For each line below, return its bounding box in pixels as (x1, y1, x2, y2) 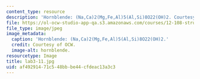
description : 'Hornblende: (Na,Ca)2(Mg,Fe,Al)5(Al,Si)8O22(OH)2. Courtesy (6, 14, 196, 20)
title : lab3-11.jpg (6, 58, 55, 64)
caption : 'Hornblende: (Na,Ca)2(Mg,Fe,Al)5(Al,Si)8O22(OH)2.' (11, 36, 169, 42)
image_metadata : (6, 31, 46, 37)
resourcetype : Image (6, 53, 58, 59)
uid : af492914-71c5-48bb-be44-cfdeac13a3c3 (6, 64, 116, 70)
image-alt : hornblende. (11, 48, 70, 53)
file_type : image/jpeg (6, 25, 62, 31)
